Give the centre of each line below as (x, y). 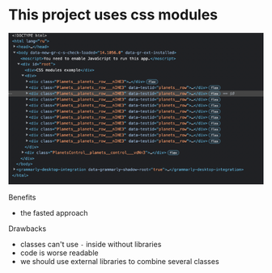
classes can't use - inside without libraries (91, 244)
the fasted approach (54, 212)
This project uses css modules (113, 15)
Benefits (22, 197)
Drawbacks (28, 229)
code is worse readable (59, 253)
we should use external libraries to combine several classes (120, 261)
